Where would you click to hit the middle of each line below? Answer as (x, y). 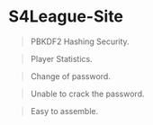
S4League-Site (66, 17)
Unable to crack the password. (87, 94)
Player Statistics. (61, 58)
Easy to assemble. (64, 111)
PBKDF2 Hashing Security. (80, 41)
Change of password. (71, 76)
